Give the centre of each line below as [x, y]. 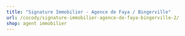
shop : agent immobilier [37, 23]
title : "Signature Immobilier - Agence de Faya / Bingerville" [89, 12]
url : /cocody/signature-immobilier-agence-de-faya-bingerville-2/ [93, 18]
